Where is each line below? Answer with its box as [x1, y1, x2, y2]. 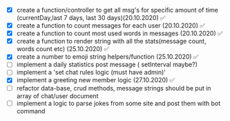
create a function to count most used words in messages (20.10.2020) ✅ [16, 29, 223, 37]
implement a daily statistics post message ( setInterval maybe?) [16, 60, 198, 68]
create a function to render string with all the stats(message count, [16, 37, 207, 46]
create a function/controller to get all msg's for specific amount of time [16, 6, 218, 14]
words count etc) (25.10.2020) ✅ [16, 45, 110, 53]
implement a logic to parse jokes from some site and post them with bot [16, 99, 221, 107]
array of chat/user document [16, 91, 99, 100]
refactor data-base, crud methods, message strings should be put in [16, 84, 211, 92]
